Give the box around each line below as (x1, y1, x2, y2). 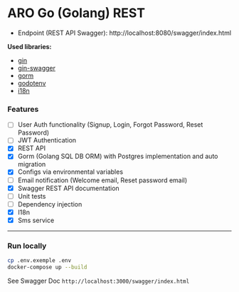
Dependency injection (17, 199, 83, 208)
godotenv (17, 78, 46, 87)
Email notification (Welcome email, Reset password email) (17, 176, 188, 184)
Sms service (17, 216, 55, 224)
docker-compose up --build (7, 264, 87, 271)
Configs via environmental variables (17, 167, 123, 176)
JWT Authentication (17, 136, 77, 145)
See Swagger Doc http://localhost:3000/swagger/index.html (7, 276, 190, 285)
